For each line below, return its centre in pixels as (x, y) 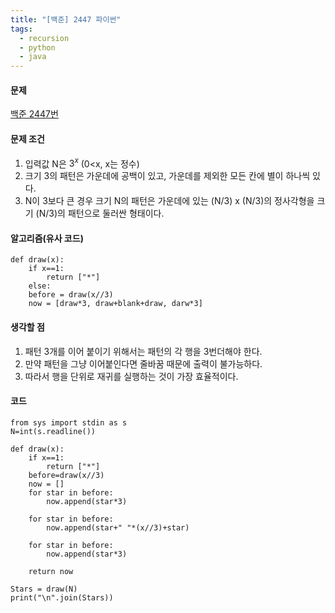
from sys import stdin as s (69, 422)
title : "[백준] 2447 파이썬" (66, 19)
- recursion (44, 38)
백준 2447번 (34, 114)
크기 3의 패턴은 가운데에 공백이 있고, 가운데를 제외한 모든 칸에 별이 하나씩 (167, 176)
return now (51, 571)
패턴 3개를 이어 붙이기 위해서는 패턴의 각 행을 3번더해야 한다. (143, 351)
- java (33, 57)
